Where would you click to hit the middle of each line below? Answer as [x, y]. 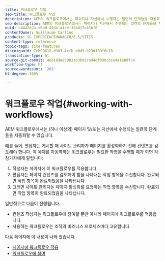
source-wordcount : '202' [30, 69]
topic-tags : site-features [33, 46]
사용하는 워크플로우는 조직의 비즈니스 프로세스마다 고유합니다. [71, 226]
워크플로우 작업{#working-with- [69, 104]
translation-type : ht [27, 55]
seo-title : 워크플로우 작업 [30, 14]
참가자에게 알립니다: [24, 158]
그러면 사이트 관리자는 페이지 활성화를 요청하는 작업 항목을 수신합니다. [79, 187]
